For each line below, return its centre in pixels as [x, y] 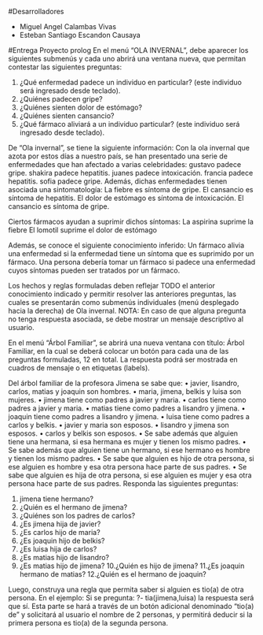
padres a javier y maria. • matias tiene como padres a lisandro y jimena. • [127, 408]
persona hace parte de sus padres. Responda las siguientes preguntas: [123, 483]
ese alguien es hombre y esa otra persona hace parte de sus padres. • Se [128, 467]
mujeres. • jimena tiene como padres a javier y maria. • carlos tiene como [127, 400]
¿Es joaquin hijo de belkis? [62, 540]
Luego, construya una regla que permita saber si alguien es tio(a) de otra [126, 589]
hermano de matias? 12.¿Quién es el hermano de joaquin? [113, 574]
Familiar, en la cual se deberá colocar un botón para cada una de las [119, 351]
